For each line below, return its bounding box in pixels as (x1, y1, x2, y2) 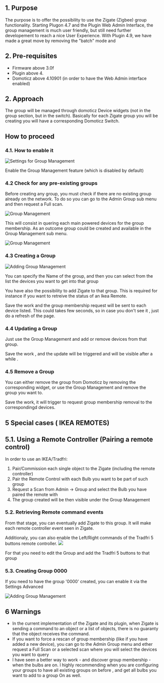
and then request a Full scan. (5, 201, 63, 207)
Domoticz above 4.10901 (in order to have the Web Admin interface (12, 75, 147, 81)
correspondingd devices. (5, 404, 56, 410)
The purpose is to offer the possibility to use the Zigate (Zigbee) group (5, 17, 147, 23)
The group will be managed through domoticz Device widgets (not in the (5, 108, 151, 114)
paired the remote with (12, 492, 58, 497)
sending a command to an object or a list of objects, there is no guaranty (12, 625, 159, 631)
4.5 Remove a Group (5, 368, 55, 375)
